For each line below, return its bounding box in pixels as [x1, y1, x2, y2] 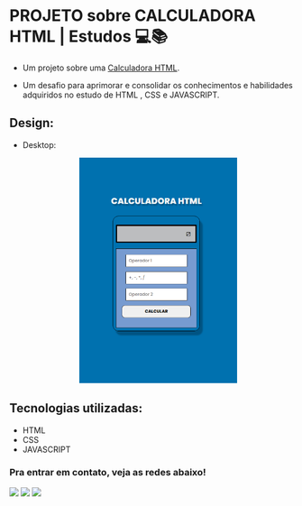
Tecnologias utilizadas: [9, 400, 142, 416]
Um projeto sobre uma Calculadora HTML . [22, 62, 180, 73]
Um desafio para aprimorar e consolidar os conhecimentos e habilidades [22, 79, 293, 90]
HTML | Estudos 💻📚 [9, 26, 169, 47]
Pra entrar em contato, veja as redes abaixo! [9, 466, 206, 479]
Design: [9, 115, 54, 131]
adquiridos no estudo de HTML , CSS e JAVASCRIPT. [22, 89, 220, 100]
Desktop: [22, 139, 57, 150]
